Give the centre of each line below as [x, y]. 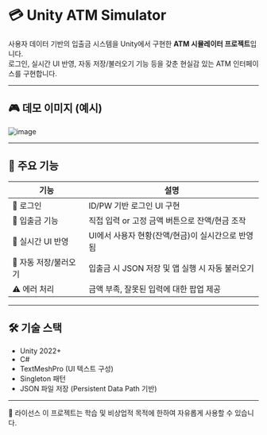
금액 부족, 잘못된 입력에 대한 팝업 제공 [155, 289]
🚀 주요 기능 [34, 166]
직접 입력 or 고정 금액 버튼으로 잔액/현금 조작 [167, 221]
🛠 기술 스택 [35, 327]
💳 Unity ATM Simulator [87, 15]
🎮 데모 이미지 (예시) [55, 108]
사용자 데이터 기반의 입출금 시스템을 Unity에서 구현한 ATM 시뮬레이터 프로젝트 [129, 44]
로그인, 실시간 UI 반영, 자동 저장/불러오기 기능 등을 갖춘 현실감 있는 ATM [120, 64]
